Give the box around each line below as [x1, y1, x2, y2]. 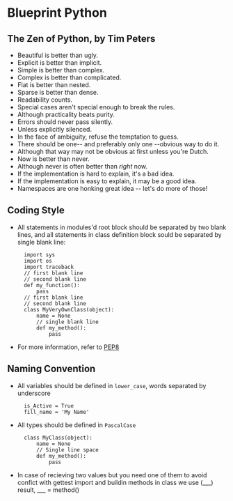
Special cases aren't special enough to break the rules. [17, 103, 175, 111]
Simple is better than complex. [17, 66, 105, 74]
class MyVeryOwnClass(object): [24, 306, 115, 313]
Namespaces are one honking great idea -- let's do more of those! [17, 185, 208, 192]
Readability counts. [17, 95, 73, 104]
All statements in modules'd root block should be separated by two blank [17, 223, 227, 231]
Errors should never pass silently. [17, 118, 113, 126]
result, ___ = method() [17, 486, 80, 494]
